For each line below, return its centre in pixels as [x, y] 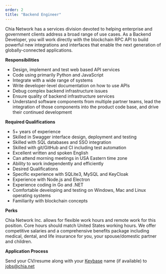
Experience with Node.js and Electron [51, 179]
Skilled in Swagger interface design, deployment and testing [74, 137]
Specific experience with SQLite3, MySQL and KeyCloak [70, 174]
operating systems [31, 195]
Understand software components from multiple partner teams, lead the [86, 101]
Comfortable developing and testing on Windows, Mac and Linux [79, 190]
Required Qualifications [30, 122]
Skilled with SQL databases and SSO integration [62, 142]
